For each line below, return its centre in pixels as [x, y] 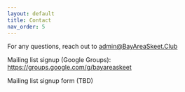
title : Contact [29, 20]
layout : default [31, 14]
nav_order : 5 [26, 26]
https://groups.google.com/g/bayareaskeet [69, 68]
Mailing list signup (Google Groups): [59, 60]
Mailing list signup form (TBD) [50, 81]
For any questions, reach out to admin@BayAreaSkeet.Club [92, 47]
